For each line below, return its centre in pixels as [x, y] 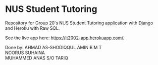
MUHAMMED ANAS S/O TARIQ [37, 58]
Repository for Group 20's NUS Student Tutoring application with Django [79, 23]
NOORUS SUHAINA [25, 53]
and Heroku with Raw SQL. [33, 28]
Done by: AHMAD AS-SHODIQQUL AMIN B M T [53, 47]
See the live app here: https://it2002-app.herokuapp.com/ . [65, 38]
